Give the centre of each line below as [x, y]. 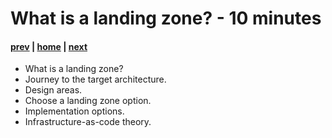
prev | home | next [49, 46]
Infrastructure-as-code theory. [88, 122]
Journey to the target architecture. [95, 79]
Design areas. [53, 90]
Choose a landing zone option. [88, 101]
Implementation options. [74, 111]
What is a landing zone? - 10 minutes [166, 18]
